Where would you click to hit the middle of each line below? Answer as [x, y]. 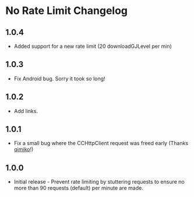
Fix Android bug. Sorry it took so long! [59, 78]
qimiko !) [24, 149]
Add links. [26, 111]
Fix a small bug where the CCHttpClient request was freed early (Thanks [101, 143]
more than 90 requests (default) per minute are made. [78, 188]
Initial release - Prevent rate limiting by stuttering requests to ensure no [99, 182]
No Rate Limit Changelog [67, 11]
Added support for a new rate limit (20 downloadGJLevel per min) [93, 46]
